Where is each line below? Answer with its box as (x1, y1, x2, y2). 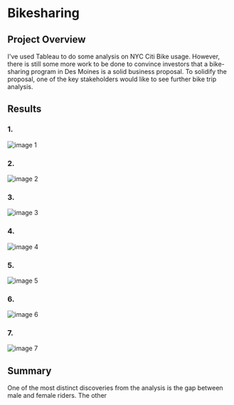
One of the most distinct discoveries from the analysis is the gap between (7, 384, 223, 392)
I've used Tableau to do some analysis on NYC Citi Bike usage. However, (7, 52, 220, 61)
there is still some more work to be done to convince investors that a (7, 60, 208, 68)
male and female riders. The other (7, 391, 107, 400)
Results (7, 103, 42, 115)
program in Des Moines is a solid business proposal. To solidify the (31, 68, 228, 75)
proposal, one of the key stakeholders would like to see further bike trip (7, 75, 217, 83)
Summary (7, 364, 52, 377)
